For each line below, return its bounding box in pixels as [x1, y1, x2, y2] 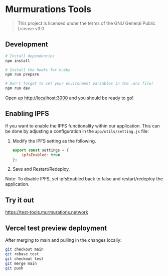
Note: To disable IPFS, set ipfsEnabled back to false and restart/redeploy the [5, 176, 163, 182]
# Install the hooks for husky [5, 67, 71, 73]
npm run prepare [5, 72, 39, 77]
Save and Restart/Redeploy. [12, 166, 70, 172]
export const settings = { [12, 148, 69, 153]
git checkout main [5, 247, 44, 252]
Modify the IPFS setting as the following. [12, 137, 96, 144]
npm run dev [5, 86, 30, 91]
